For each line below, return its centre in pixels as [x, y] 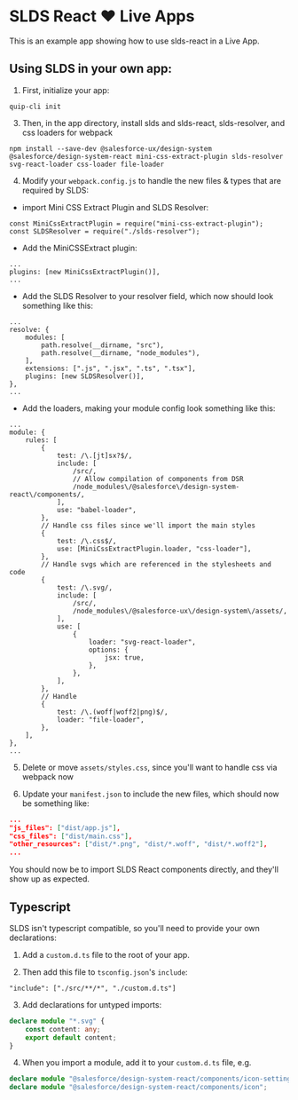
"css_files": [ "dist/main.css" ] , [71, 836]
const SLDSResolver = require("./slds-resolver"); [105, 231]
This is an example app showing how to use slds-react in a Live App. [134, 41]
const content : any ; [63, 1029]
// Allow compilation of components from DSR [158, 479]
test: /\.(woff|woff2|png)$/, [112, 712]
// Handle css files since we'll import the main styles [148, 526]
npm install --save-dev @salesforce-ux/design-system [111, 148]
